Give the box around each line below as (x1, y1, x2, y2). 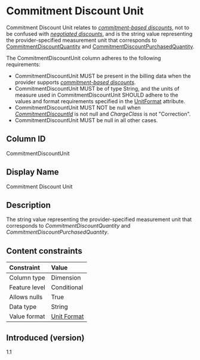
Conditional (51, 283, 84, 291)
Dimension (51, 274, 81, 282)
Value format (9, 312, 45, 321)
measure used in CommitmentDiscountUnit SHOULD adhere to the (14, 91, 179, 98)
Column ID (6, 134, 46, 144)
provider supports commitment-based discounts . (14, 79, 136, 86)
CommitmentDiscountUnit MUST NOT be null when (14, 104, 141, 111)
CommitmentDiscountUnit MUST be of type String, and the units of (14, 85, 180, 92)
